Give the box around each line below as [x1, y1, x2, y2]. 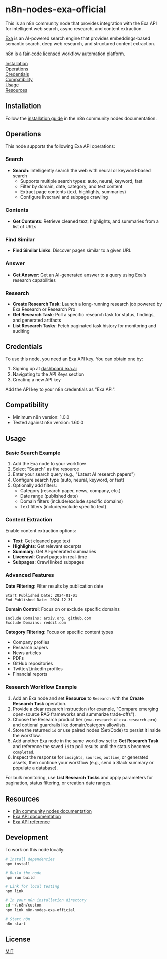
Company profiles [12, 638, 50, 645]
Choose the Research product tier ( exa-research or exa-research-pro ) [12, 717, 157, 723]
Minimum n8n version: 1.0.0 [12, 414, 70, 420]
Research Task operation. [12, 701, 67, 707]
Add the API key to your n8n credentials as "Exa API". [5, 386, 116, 392]
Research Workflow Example [5, 683, 77, 690]
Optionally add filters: [12, 482, 57, 488]
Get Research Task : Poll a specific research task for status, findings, [12, 312, 155, 318]
